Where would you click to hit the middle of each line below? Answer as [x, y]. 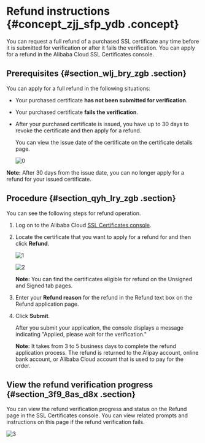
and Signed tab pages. [44, 286]
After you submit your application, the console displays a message [99, 328]
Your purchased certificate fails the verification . [76, 112]
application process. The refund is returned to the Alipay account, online [107, 352]
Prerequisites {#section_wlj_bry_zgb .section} [97, 74]
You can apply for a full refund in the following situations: [79, 88]
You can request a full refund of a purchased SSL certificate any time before [103, 41]
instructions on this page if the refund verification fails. [76, 422]
